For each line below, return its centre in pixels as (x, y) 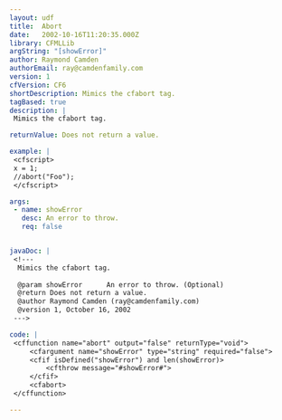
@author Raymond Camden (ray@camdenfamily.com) (109, 301)
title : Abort (36, 26)
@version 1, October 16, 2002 (74, 310)
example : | (30, 152)
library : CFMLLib (42, 43)
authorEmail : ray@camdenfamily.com (76, 69)
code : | (24, 334)
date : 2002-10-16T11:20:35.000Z (75, 34)
